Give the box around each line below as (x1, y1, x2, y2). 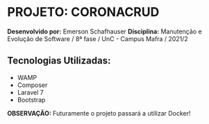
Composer (17, 81, 48, 89)
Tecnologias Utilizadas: (7, 55, 111, 67)
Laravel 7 (17, 88, 44, 96)
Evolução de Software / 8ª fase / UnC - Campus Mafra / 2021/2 (7, 34, 189, 42)
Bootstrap (17, 95, 46, 104)
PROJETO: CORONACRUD (7, 4, 160, 20)
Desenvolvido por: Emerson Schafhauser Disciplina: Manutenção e (7, 27, 203, 36)
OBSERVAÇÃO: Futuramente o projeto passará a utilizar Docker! (7, 109, 191, 117)
